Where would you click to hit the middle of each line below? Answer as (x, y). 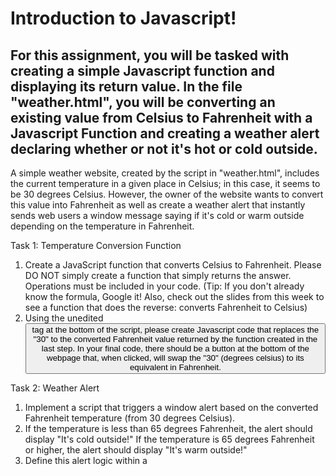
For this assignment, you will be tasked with (150, 55)
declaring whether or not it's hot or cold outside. (164, 148)
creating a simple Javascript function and (142, 70)
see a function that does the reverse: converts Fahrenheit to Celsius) (166, 307)
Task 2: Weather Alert (55, 388)
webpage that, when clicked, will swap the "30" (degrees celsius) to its (175, 358)
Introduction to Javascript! (123, 18)
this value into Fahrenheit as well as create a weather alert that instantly (158, 205)
